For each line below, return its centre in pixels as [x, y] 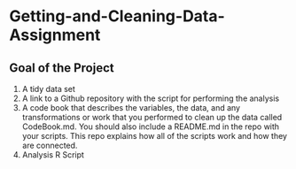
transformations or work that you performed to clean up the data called [152, 117]
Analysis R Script [53, 155]
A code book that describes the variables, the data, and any [131, 108]
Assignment [55, 35]
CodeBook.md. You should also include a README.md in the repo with [151, 127]
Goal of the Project [62, 68]
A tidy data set [48, 89]
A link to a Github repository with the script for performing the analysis [151, 98]
